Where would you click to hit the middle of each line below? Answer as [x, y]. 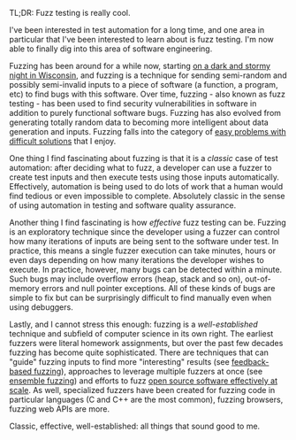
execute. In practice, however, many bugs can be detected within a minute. [146, 270]
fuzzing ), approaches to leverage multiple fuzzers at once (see [148, 371]
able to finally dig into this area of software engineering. [111, 49]
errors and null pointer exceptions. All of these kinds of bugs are [158, 288]
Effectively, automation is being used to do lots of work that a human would [146, 186]
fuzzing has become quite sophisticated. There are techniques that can [139, 352]
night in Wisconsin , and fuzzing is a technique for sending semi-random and [148, 75]
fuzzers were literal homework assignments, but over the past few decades [146, 343]
